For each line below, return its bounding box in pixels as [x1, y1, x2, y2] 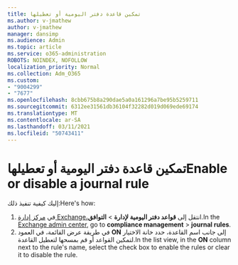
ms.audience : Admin [7, 37, 65, 44]
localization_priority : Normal [7, 63, 100, 71]
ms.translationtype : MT [7, 110, 78, 117]
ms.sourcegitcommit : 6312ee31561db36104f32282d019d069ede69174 [7, 103, 199, 110]
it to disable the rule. [17, 251, 78, 259]
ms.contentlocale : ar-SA [7, 116, 81, 123]
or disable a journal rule [7, 175, 149, 192]
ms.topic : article [7, 43, 62, 51]
